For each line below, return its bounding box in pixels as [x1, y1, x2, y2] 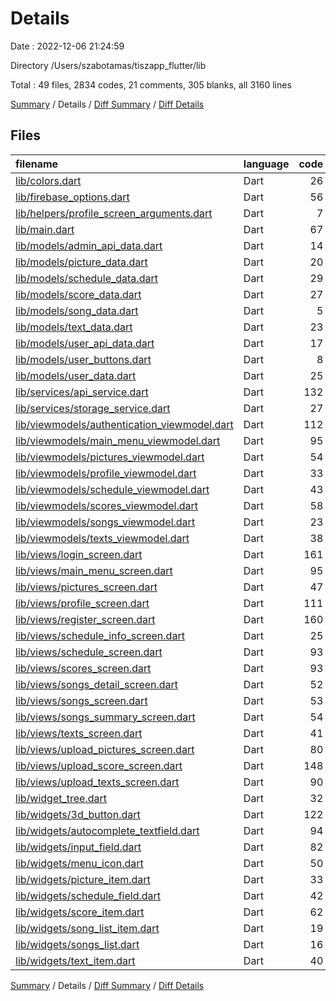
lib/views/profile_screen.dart [15, 596, 150, 610]
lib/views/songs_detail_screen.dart [15, 677, 179, 691]
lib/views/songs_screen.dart [15, 693, 148, 707]
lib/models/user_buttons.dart [15, 352, 152, 366]
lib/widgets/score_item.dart [15, 905, 145, 919]
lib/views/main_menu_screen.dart [15, 563, 173, 577]
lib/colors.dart [15, 173, 82, 187]
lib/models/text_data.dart [15, 320, 133, 334]
